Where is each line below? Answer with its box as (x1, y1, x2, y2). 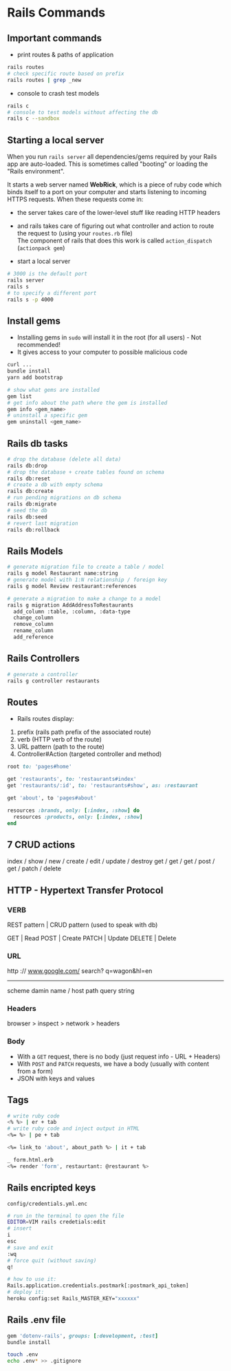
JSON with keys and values (16, 1074, 95, 1082)
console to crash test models (16, 89, 100, 97)
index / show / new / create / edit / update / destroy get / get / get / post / (7, 857, 215, 866)
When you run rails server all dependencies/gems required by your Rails (7, 153, 217, 161)
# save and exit (7, 1244, 54, 1251)
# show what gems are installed (7, 386, 100, 393)
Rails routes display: (16, 715, 74, 723)
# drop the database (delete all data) (7, 456, 122, 463)
